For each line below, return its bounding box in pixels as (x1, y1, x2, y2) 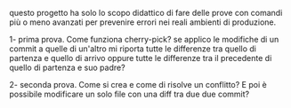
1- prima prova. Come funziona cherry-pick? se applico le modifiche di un (9, 35, 279, 44)
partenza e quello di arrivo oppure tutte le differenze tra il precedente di (9, 53, 272, 63)
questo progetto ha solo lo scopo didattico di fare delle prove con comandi (9, 8, 283, 18)
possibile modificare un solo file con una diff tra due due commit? (9, 89, 250, 99)
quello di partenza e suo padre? (9, 62, 126, 73)
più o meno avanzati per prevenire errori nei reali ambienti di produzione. (9, 17, 277, 27)
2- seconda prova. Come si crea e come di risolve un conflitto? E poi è (9, 80, 267, 89)
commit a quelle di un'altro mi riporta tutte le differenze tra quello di (9, 43, 256, 54)
